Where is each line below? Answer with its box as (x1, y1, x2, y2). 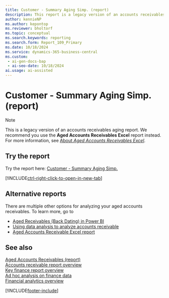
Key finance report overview (5, 267, 64, 273)
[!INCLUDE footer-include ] (5, 287, 59, 294)
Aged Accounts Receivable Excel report (12, 229, 95, 235)
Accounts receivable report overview (5, 262, 82, 268)
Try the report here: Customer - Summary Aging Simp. (5, 165, 118, 171)
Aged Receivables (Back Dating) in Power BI (12, 218, 105, 224)
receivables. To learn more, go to (5, 208, 74, 214)
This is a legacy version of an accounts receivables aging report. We (5, 127, 147, 133)
